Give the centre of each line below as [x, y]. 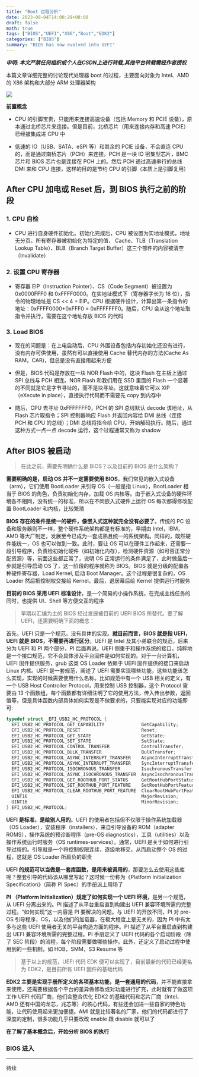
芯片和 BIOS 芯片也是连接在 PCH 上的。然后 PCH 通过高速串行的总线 [98, 161]
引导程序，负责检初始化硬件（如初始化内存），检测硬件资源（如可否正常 [98, 551]
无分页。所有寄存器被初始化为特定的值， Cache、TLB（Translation [96, 240]
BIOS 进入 [20, 1048]
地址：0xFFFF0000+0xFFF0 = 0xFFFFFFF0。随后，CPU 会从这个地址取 [102, 308]
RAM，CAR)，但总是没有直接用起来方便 [63, 360]
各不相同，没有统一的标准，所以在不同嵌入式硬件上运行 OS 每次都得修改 [99, 501]
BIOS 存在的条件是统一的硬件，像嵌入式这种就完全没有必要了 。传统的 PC [95, 521]
